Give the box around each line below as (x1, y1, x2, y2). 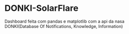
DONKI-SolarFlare (4, 3, 79, 14)
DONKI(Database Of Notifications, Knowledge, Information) (4, 23, 123, 29)
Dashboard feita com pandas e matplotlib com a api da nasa (4, 18, 125, 24)
